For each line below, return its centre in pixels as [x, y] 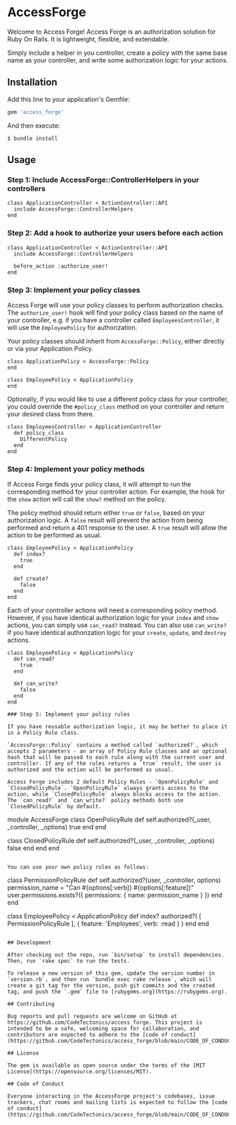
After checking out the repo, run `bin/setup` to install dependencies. [116, 955]
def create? [31, 579]
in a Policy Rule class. [44, 733]
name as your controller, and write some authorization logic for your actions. [118, 60]
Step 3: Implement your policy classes [74, 290]
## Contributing [31, 1004]
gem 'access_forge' [36, 112]
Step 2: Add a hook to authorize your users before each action [115, 233]
